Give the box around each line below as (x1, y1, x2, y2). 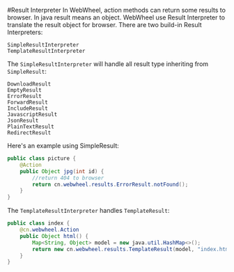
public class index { (7, 220, 70, 227)
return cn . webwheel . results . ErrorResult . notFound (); (32, 181, 189, 188)
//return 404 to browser (32, 174, 104, 182)
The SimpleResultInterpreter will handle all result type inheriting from (7, 60, 209, 68)
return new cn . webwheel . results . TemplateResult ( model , (32, 246, 195, 253)
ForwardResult (7, 99, 49, 106)
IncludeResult (7, 105, 49, 112)
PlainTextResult (7, 123, 54, 130)
